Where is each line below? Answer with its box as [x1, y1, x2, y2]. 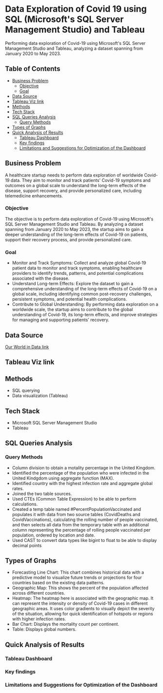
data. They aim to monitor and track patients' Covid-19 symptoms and [10, 177, 151, 183]
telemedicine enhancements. [5, 192, 63, 198]
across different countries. [12, 590, 66, 596]
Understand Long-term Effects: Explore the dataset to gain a [12, 281, 134, 287]
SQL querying [12, 387, 40, 393]
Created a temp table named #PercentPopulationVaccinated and [12, 506, 141, 512]
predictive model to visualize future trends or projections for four [12, 575, 142, 580]
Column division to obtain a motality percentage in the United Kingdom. [12, 464, 156, 471]
